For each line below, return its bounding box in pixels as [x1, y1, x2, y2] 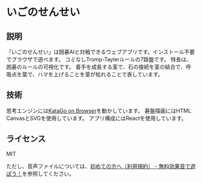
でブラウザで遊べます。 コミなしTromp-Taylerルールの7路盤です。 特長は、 [6, 56, 192, 63]
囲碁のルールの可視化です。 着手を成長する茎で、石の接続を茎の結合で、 [6, 64, 186, 70]
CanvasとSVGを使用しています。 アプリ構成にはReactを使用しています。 [6, 115, 187, 122]
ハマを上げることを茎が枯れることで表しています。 [37, 71, 164, 78]
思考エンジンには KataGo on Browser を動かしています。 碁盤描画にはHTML [6, 107, 191, 114]
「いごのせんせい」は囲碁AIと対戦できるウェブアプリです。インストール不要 [6, 49, 195, 55]
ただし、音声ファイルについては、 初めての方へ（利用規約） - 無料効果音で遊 [6, 163, 196, 170]
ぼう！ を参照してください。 [6, 170, 75, 177]
